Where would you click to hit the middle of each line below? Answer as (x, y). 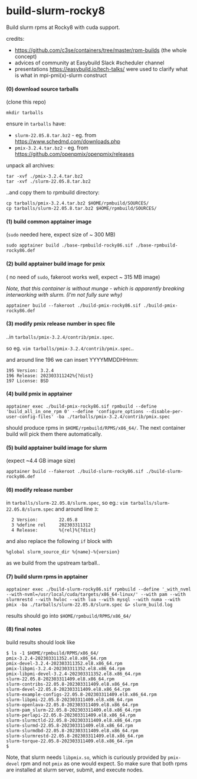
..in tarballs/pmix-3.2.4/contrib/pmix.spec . (60, 337)
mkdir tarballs (25, 113)
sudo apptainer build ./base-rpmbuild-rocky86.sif (70, 246)
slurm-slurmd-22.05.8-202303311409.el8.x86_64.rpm (70, 725)
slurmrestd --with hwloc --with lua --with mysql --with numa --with (93, 599)
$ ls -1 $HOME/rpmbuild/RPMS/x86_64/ (52, 653)
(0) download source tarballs (42, 89)
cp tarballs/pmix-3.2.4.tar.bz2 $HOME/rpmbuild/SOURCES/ (78, 203)
